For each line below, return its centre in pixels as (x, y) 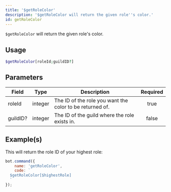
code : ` (22, 171)
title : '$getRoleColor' (31, 10)
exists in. (65, 121)
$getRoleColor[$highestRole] (41, 175)
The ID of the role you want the (91, 100)
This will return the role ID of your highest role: (54, 152)
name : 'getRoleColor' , (38, 166)
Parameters (24, 78)
